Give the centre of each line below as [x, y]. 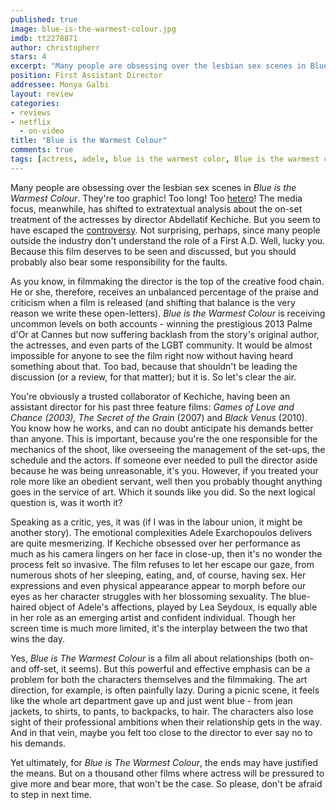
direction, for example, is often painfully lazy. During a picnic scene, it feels [165, 690]
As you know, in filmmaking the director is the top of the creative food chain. [167, 281]
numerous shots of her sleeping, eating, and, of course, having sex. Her [158, 575]
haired [23, 607]
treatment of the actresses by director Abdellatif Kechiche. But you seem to [165, 219]
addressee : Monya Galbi [60, 85]
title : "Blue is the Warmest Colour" [89, 141]
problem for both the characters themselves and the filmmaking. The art [159, 679]
